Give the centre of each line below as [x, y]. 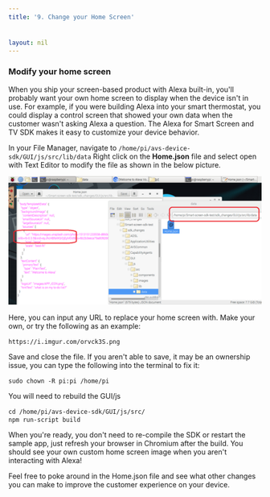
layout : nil [28, 43]
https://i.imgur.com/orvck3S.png [64, 342]
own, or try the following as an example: [75, 326]
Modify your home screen [60, 72]
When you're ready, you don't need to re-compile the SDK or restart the [127, 435]
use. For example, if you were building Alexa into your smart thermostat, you [135, 106]
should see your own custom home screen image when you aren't [118, 452]
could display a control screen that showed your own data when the [121, 115]
